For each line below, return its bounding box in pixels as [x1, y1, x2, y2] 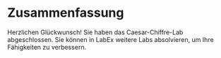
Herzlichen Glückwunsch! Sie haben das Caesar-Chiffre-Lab [7, 28, 184, 36]
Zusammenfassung [7, 5, 124, 21]
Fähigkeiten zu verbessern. [7, 43, 87, 51]
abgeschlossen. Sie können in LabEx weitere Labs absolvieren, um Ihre [7, 35, 214, 43]
